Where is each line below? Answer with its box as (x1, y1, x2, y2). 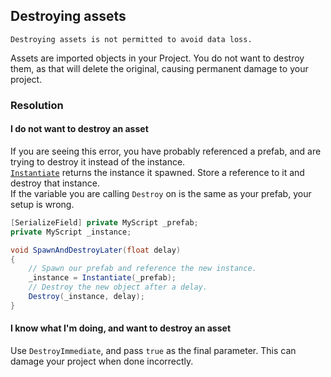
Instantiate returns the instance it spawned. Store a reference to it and (10, 166, 305, 178)
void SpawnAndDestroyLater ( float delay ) (10, 245, 182, 255)
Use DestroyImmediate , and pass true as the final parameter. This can (10, 345, 297, 357)
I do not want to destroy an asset (10, 123, 149, 135)
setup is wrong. (10, 198, 75, 210)
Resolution (10, 98, 64, 112)
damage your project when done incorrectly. (10, 355, 194, 368)
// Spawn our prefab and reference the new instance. (28, 264, 257, 274)
